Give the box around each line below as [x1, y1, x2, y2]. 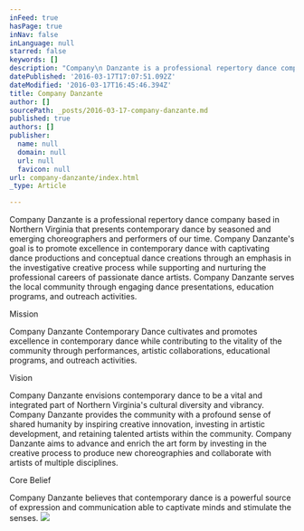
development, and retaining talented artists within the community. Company [9, 429, 292, 440]
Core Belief [9, 475, 52, 486]
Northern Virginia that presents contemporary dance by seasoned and [9, 223, 271, 235]
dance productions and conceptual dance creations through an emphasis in [9, 252, 292, 263]
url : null [17, 156, 54, 166]
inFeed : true [9, 13, 59, 23]
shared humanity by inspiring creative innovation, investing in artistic [9, 419, 265, 430]
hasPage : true [9, 22, 63, 31]
